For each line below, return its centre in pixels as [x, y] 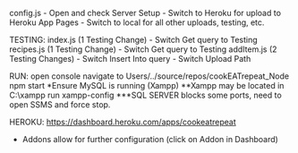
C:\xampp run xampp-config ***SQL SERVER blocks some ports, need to [145, 95]
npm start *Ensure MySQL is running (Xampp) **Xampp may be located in [147, 85]
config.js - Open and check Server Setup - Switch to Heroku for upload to [145, 13]
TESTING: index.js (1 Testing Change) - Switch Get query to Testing [133, 40]
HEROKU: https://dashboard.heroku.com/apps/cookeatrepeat [123, 122]
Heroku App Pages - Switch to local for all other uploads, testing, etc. [137, 22]
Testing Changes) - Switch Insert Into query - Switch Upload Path [130, 59]
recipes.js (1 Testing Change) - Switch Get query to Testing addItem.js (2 [143, 49]
